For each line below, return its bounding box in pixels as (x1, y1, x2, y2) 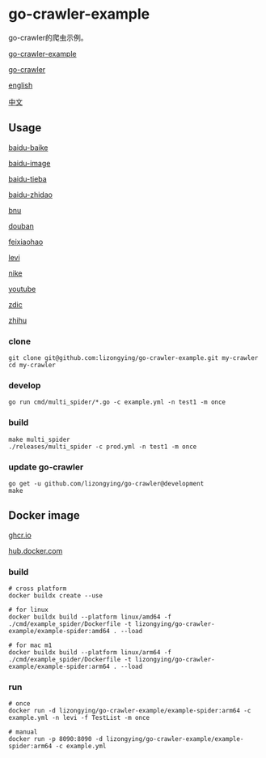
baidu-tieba (8, 173, 47, 183)
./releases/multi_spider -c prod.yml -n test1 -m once (8, 443, 197, 451)
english (8, 80, 33, 90)
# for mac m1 (8, 641, 53, 649)
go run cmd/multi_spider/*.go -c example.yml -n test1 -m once (8, 398, 226, 406)
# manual (8, 728, 38, 736)
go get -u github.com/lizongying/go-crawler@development (8, 479, 205, 487)
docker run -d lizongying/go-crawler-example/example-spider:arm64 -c (8, 707, 251, 715)
